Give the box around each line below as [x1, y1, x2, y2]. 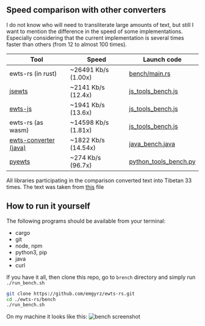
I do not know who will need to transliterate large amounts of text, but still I [6, 21, 194, 28]
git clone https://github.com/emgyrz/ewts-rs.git [6, 291, 135, 297]
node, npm [15, 242, 43, 250]
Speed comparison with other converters [6, 5, 167, 15]
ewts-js [9, 104, 32, 113]
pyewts [9, 157, 31, 166]
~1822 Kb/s [70, 136, 105, 144]
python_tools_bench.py [129, 157, 196, 166]
